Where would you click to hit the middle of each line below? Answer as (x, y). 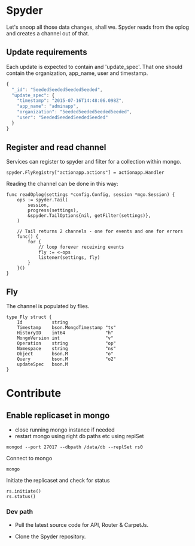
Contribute (34, 393)
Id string (42, 322)
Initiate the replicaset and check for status (58, 481)
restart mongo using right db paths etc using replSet (79, 436)
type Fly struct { (29, 317)
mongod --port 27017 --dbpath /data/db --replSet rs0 (75, 447)
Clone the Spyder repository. (50, 536)
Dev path (20, 512)
